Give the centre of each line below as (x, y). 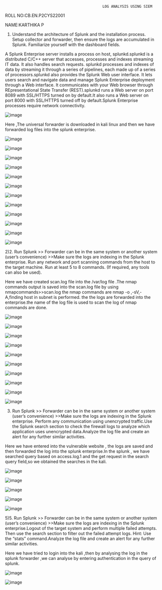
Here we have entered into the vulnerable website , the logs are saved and (79, 446)
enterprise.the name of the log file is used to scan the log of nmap (71, 302)
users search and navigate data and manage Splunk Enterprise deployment (80, 80)
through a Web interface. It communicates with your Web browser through (79, 85)
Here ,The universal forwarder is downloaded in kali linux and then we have (80, 124)
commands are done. (26, 307)
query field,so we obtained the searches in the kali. (56, 461)
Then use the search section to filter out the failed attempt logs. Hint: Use (78, 533)
